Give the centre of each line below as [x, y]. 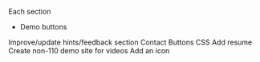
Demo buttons [43, 27]
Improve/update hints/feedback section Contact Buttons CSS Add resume [130, 42]
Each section [30, 12]
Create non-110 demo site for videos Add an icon [89, 50]
